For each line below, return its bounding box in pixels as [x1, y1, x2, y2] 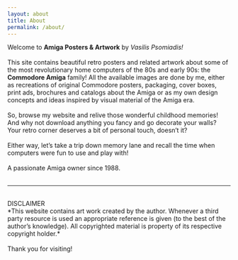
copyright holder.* [7, 229, 60, 238]
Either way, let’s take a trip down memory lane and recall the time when [7, 141, 215, 150]
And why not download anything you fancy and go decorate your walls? [7, 119, 217, 127]
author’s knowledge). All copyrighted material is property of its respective [7, 222, 222, 231]
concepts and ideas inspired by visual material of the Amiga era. [7, 96, 195, 104]
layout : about [7, 10, 50, 18]
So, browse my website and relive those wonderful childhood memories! [7, 111, 218, 119]
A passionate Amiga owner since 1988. [7, 164, 120, 173]
